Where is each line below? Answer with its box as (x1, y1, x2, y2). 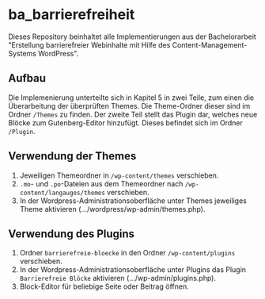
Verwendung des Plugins (8, 227, 135, 240)
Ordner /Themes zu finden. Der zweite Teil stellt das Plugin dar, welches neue (8, 109, 258, 119)
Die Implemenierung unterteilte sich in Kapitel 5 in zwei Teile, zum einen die (8, 93, 255, 102)
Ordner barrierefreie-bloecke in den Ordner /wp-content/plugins (19, 248, 236, 258)
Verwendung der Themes (8, 149, 137, 163)
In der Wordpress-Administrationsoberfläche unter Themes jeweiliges (19, 196, 247, 205)
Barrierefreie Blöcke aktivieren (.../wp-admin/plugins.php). (19, 274, 216, 283)
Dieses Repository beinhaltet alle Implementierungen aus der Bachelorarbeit (8, 32, 257, 41)
